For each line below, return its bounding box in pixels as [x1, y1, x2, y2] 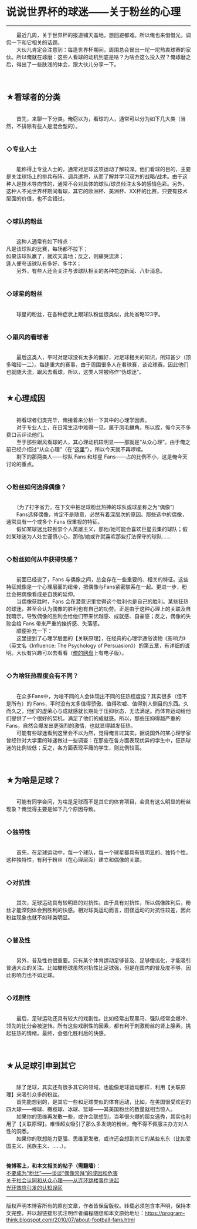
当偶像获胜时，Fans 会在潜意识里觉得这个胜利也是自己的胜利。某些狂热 [16, 598, 189, 605]
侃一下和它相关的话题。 [6, 39, 63, 46]
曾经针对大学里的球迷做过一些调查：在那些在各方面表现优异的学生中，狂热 [6, 736, 186, 744]
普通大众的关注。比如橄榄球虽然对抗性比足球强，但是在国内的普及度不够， [6, 965, 186, 972]
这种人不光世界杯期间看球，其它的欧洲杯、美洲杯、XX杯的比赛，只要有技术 [6, 187, 188, 195]
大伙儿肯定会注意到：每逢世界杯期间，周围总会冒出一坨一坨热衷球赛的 [16, 46, 186, 53]
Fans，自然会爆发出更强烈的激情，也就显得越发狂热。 [6, 722, 136, 729]
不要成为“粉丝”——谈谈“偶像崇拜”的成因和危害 [6, 1170, 118, 1177]
